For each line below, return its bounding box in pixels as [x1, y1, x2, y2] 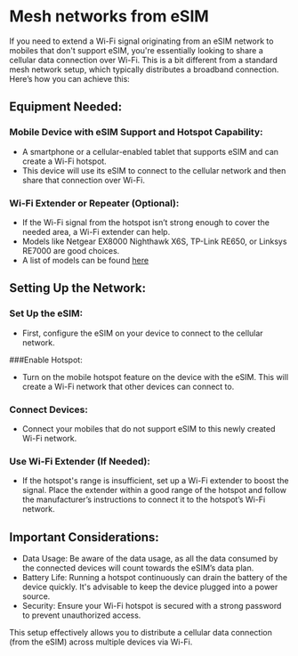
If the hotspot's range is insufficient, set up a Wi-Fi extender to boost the [21, 475, 289, 486]
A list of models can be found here [21, 255, 149, 265]
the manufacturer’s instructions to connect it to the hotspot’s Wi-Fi [21, 494, 266, 505]
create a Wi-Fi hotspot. [21, 156, 107, 166]
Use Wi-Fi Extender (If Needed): [9, 455, 151, 467]
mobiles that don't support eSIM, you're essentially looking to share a [9, 45, 264, 55]
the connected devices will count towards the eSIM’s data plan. [21, 563, 254, 573]
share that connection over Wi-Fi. [21, 174, 145, 185]
